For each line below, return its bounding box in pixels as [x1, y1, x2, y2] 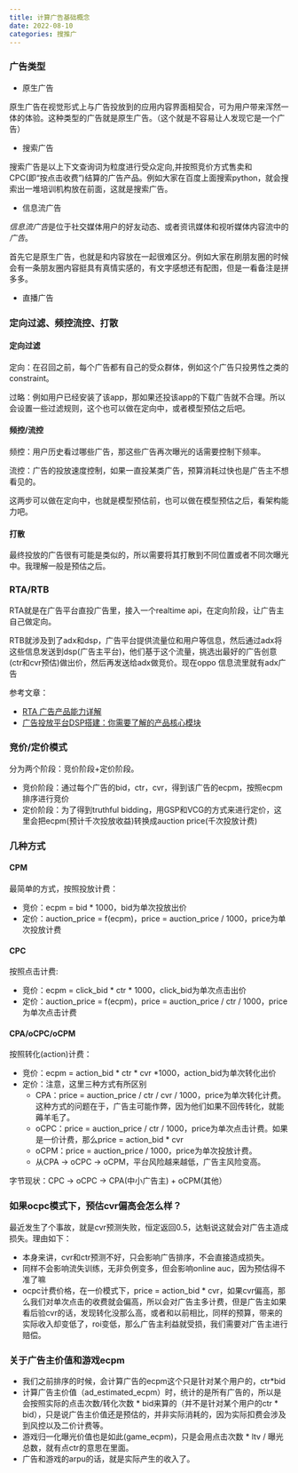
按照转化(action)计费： [9, 1049, 92, 1060]
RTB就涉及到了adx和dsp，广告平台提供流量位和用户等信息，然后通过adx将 [9, 634, 282, 645]
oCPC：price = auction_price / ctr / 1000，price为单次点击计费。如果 [35, 1123, 288, 1134]
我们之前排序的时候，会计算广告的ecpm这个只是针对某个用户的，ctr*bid [21, 1375, 286, 1386]
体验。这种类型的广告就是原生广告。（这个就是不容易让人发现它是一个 [24, 112, 278, 123]
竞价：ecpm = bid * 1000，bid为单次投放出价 [21, 902, 188, 912]
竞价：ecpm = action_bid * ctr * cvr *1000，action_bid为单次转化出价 [21, 1068, 277, 1079]
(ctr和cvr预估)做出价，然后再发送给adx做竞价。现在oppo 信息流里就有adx [9, 657, 278, 667]
